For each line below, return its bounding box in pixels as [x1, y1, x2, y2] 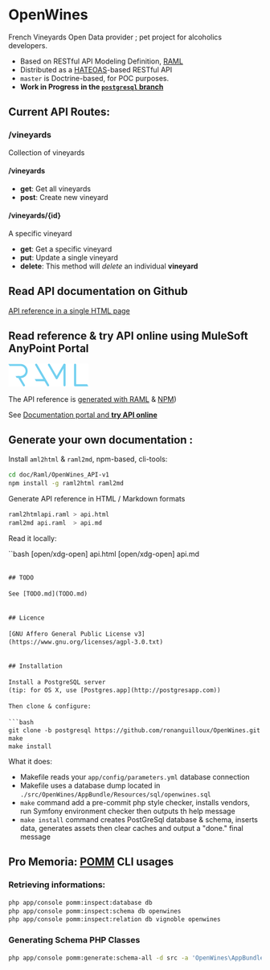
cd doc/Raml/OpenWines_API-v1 [8, 471, 110, 479]
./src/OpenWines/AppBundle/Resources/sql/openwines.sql [19, 790, 211, 799]
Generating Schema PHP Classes [8, 935, 141, 946]
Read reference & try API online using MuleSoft [8, 329, 248, 343]
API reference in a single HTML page [8, 305, 130, 315]
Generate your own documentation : [8, 433, 194, 447]
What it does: [8, 756, 52, 766]
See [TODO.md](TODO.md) [8, 589, 88, 598]
